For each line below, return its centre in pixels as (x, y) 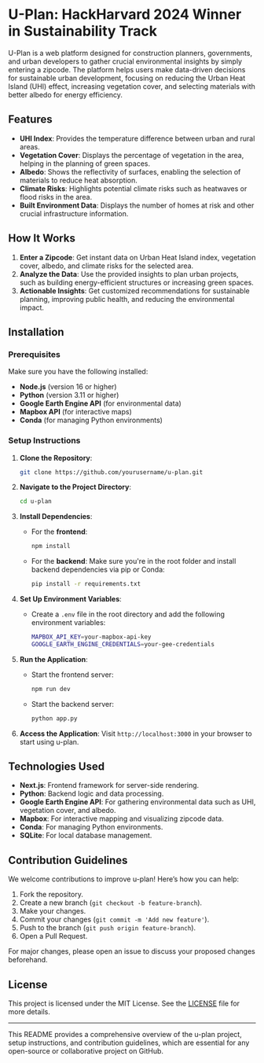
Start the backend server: (73, 704)
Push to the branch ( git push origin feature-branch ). (108, 928)
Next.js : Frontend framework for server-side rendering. (109, 785)
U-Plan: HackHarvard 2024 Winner (125, 15)
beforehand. (28, 960)
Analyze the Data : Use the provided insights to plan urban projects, (129, 274)
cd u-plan (36, 502)
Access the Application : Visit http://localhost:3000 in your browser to (136, 734)
